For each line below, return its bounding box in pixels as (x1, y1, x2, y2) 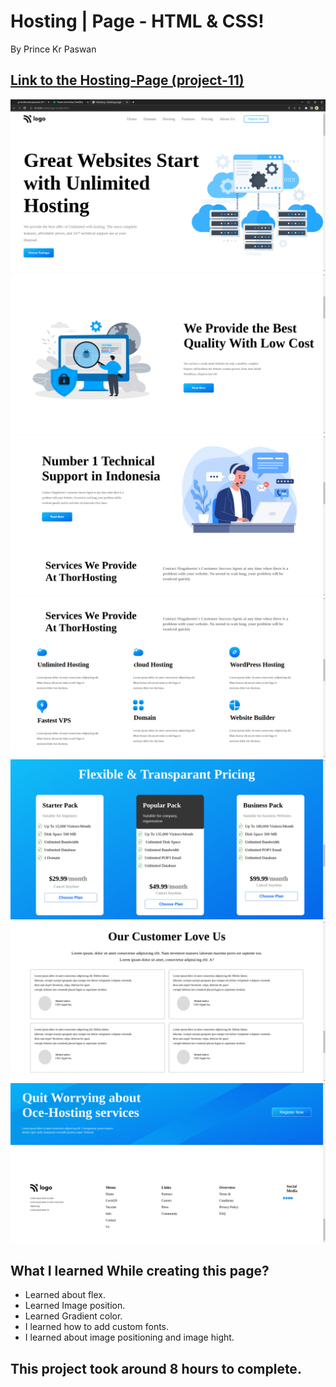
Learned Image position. (24, 1300, 126, 1312)
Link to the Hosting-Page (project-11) (10, 72, 245, 89)
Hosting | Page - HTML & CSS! (10, 10, 265, 33)
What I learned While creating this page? (10, 1262, 270, 1279)
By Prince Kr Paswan (10, 43, 97, 55)
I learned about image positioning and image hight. (24, 1331, 235, 1344)
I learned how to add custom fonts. (24, 1321, 170, 1333)
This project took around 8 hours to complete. (10, 1360, 302, 1377)
